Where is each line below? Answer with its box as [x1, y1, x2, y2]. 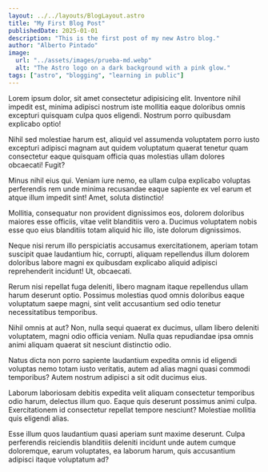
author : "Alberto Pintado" [8, 42, 98, 50]
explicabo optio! [8, 119, 62, 128]
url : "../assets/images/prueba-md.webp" [15, 57, 152, 65]
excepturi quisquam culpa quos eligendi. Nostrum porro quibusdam [8, 110, 231, 120]
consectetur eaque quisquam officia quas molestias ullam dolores [8, 151, 226, 161]
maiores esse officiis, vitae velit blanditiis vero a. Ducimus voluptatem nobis [8, 216, 258, 226]
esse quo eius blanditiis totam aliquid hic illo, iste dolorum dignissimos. [8, 225, 242, 235]
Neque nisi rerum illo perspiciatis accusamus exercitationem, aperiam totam [8, 240, 258, 250]
